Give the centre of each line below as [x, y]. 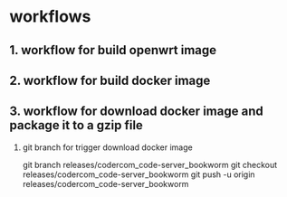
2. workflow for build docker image [110, 80]
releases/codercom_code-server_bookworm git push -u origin [139, 174]
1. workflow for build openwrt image [113, 50]
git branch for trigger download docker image [107, 147]
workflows [50, 17]
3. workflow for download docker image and [137, 112]
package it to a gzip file [76, 125]
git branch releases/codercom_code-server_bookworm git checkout [150, 164]
